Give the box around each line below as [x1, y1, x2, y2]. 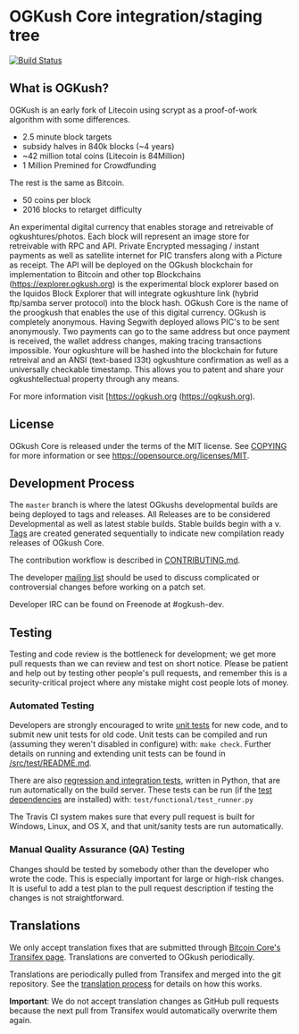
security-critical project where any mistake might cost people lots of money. [9, 677, 289, 688]
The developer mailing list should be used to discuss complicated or [9, 572, 261, 583]
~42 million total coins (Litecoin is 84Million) [21, 150, 186, 161]
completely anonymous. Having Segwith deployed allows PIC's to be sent [9, 316, 279, 327]
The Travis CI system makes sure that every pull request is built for [9, 811, 255, 822]
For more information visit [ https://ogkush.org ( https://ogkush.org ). [9, 391, 256, 402]
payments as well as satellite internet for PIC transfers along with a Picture [9, 250, 283, 260]
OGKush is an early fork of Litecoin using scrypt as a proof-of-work [9, 105, 258, 115]
